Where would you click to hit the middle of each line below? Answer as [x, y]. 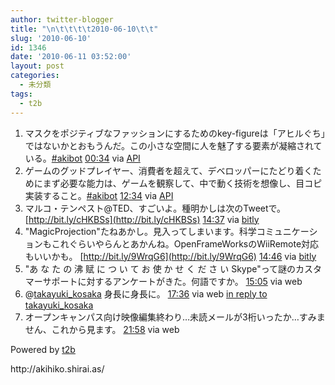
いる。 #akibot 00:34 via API [82, 158]
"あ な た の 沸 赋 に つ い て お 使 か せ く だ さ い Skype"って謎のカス [169, 268]
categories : [35, 76]
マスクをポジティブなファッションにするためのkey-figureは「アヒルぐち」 [175, 133]
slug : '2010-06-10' [51, 38]
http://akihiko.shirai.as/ [57, 368]
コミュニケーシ [287, 231]
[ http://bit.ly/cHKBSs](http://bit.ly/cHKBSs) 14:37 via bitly [142, 219]
